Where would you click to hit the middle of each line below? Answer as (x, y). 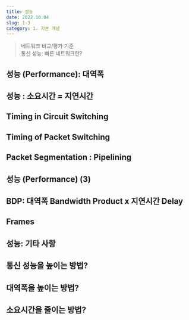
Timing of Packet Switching (58, 137)
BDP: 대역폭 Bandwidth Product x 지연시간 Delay (94, 201)
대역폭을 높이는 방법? (42, 288)
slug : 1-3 (18, 23)
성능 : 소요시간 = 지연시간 (50, 96)
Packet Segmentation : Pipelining (69, 158)
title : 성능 (20, 12)
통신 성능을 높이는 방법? (47, 266)
